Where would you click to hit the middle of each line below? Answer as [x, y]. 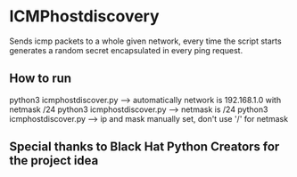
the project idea [54, 161]
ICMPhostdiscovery [84, 16]
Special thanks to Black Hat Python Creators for [144, 147]
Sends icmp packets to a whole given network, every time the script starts [146, 41]
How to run [41, 79]
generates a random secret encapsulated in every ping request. [126, 50]
